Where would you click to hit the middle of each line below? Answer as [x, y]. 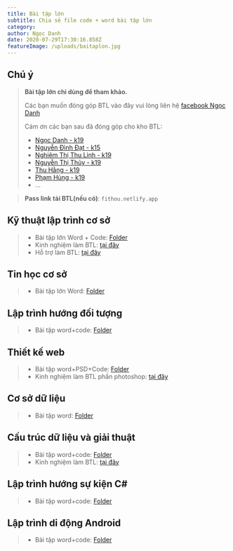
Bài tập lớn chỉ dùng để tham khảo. [76, 91]
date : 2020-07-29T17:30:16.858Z [54, 40]
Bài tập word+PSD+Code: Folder [82, 369]
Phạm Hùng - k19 [60, 177]
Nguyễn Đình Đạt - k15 [67, 147]
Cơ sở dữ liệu [36, 398]
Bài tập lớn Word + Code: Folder [81, 237]
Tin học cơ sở [37, 274]
